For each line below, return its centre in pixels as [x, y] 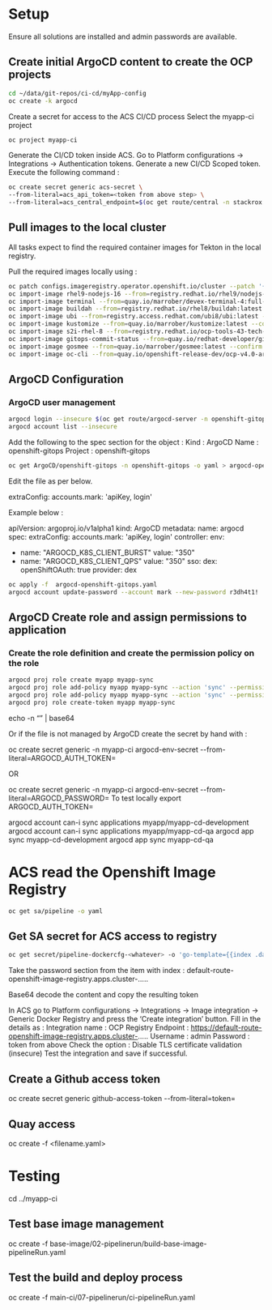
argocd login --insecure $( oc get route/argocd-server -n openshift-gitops [139, 419]
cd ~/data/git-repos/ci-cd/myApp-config [78, 93]
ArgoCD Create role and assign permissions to [127, 618]
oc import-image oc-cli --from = [63, 354]
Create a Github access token [84, 1079]
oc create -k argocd [43, 101]
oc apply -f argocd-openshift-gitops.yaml [83, 584]
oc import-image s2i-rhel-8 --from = [70, 332]
